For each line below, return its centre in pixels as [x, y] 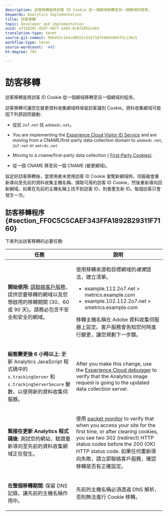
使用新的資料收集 [43, 392]
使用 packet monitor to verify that [115, 419]
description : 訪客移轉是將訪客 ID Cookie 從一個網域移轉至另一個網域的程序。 [79, 10]
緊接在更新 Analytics [32, 431]
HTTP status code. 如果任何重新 [113, 451]
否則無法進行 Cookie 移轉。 [108, 497]
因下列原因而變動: [23, 114]
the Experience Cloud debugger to [116, 370]
